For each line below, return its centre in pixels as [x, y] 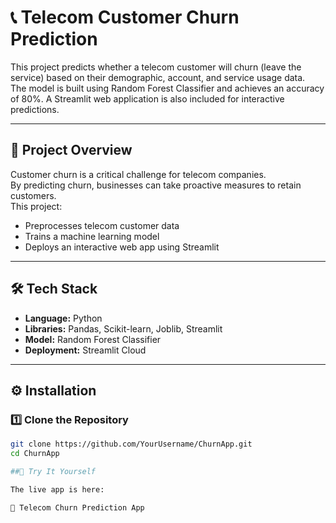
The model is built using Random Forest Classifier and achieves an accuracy [167, 88]
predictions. [35, 109]
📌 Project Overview [71, 150]
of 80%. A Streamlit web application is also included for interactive [147, 98]
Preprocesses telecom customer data [102, 225]
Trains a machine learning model [92, 236]
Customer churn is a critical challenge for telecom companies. [138, 174]
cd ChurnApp [35, 454]
